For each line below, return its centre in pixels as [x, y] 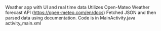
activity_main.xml [23, 23]
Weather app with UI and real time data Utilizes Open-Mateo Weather [77, 7]
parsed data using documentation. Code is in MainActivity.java [70, 18]
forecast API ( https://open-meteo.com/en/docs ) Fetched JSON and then [81, 12]
